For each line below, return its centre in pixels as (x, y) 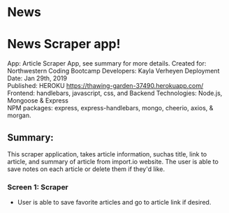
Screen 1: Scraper (38, 187)
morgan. (19, 115)
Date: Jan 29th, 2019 (37, 78)
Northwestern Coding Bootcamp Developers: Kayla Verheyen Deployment (113, 71)
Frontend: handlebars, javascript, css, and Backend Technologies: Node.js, (115, 93)
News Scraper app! (64, 44)
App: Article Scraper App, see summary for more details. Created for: (107, 64)
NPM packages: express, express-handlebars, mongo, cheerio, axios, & (110, 108)
